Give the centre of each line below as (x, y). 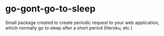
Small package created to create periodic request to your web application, (82, 22)
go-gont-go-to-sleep (50, 9)
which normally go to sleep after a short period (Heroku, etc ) (69, 27)
